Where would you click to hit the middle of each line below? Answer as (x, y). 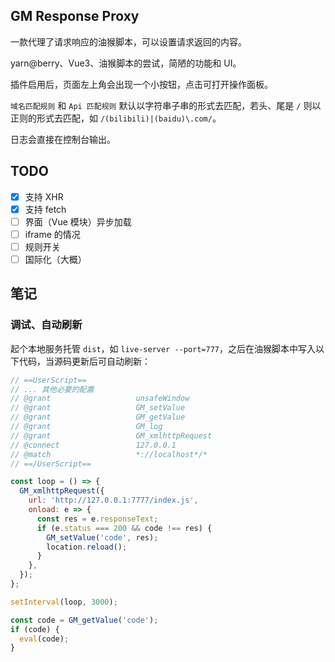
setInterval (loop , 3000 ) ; (64, 602)
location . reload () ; (87, 547)
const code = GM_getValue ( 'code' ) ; (84, 620)
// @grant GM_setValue (98, 408)
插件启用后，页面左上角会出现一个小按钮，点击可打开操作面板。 (141, 84)
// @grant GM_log (86, 427)
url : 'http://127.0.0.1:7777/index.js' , (113, 500)
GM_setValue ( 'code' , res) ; (102, 537)
